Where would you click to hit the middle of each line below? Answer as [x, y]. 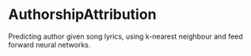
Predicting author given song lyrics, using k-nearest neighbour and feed [125, 36]
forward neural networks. [49, 44]
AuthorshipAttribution [82, 15]
